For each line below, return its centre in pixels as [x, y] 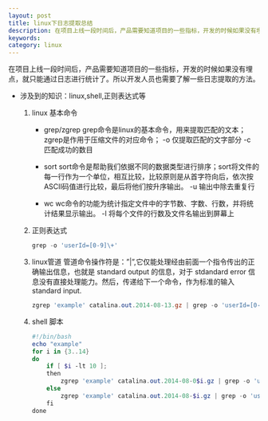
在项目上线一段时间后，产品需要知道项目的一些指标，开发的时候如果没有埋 [130, 69]
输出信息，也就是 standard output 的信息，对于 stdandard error [143, 271]
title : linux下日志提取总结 [51, 23]
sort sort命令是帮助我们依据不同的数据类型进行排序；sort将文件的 [151, 167]
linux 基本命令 [55, 113]
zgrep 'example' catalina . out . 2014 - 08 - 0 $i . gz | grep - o [155, 381]
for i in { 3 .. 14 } [61, 352]
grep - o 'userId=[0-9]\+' [75, 246]
